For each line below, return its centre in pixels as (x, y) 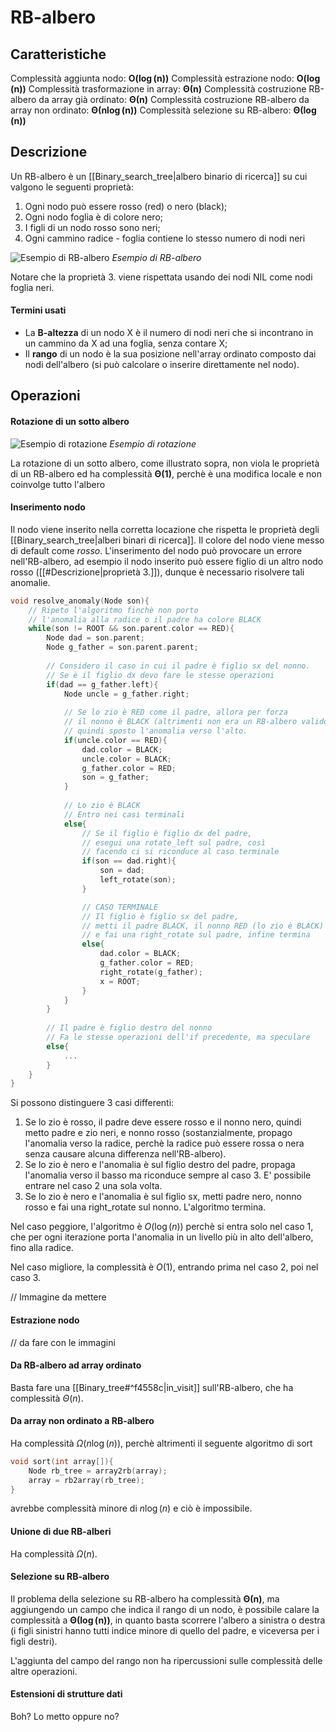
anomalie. (30, 582)
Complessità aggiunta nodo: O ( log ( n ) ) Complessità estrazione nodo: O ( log (165, 78)
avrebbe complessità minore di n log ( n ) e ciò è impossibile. (131, 1508)
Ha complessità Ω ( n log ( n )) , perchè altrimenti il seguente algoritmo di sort (161, 1443)
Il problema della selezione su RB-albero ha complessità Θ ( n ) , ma (145, 1598)
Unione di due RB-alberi (61, 1532)
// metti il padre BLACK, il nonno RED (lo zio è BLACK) (203, 926)
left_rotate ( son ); (138, 880)
